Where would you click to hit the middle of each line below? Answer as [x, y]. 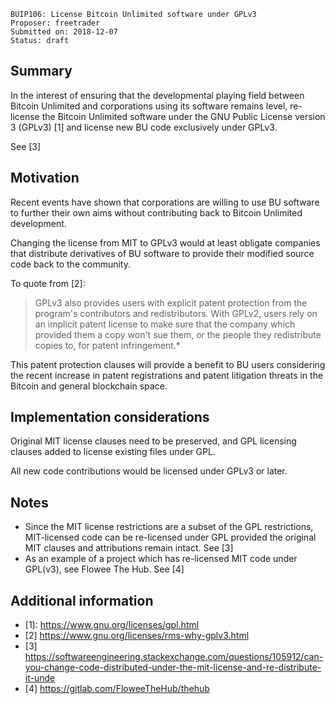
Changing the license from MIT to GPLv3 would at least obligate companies [165, 242]
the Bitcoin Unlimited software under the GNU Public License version [183, 116]
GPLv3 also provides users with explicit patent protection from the [171, 302]
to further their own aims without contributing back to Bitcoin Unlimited [156, 212]
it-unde [40, 678]
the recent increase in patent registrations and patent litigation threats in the [167, 375]
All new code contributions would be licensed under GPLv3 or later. [149, 471]
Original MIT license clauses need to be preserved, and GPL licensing [153, 441]
